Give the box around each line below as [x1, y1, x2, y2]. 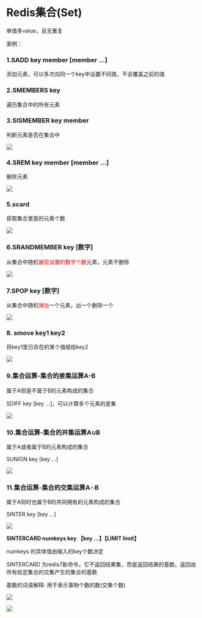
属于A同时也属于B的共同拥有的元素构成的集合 [6, 499, 121, 506]
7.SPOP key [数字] [6, 286, 60, 295]
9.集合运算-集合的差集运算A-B [6, 372, 96, 380]
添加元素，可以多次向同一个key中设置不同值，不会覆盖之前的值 [6, 70, 165, 78]
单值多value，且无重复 [6, 27, 63, 34]
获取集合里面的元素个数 [6, 215, 65, 222]
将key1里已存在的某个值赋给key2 [6, 344, 88, 351]
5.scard [6, 200, 30, 209]
